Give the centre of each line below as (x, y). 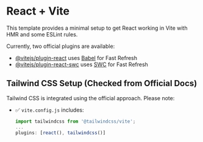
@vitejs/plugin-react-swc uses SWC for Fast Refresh (81, 64)
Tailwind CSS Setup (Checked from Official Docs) (102, 83)
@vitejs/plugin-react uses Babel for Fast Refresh (76, 58)
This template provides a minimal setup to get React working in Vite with (97, 28)
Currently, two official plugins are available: (61, 46)
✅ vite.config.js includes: (49, 110)
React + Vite (38, 11)
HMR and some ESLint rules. (42, 34)
